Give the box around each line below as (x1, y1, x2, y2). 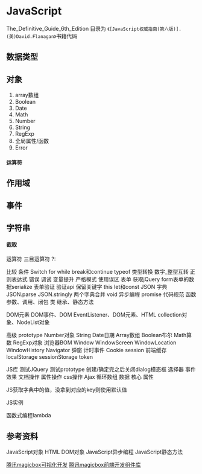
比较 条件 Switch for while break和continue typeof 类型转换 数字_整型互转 (6, 268, 189, 276)
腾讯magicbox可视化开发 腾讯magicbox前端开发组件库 (6, 461, 141, 468)
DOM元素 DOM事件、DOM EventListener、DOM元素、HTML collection (6, 311, 182, 318)
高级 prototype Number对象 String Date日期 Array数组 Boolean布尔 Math (6, 332, 187, 339)
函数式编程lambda (6, 412, 51, 419)
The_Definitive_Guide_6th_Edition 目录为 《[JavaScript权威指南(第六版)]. (6, 25, 182, 32)
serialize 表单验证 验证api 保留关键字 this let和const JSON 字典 (11, 283, 168, 291)
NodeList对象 (16, 318, 50, 326)
